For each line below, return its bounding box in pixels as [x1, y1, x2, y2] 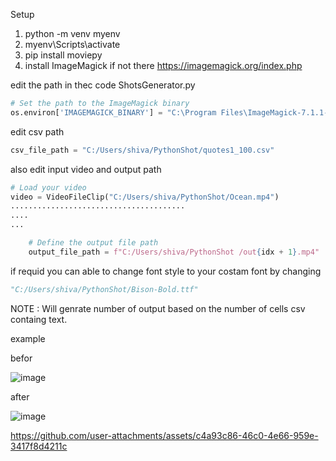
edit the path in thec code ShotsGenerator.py [10, 79, 196, 91]
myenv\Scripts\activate [24, 39, 121, 50]
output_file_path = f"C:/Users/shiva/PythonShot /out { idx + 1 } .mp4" [28, 247, 320, 257]
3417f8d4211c [10, 440, 68, 452]
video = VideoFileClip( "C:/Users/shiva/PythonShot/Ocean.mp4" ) [10, 192, 280, 202]
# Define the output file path [28, 238, 159, 248]
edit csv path [10, 125, 65, 138]
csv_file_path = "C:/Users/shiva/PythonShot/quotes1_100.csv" [10, 145, 275, 155]
